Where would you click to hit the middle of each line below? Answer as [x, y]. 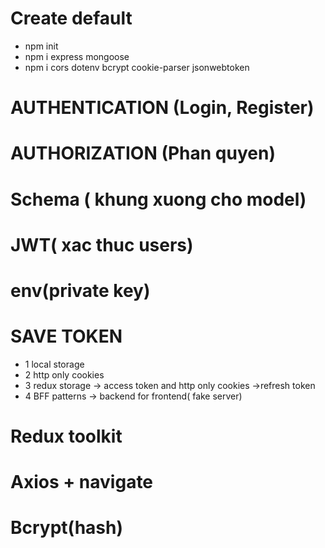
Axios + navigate [82, 482]
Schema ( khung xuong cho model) [158, 199]
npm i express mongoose [77, 56]
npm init [41, 46]
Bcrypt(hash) [67, 528]
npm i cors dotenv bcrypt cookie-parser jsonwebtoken [137, 67]
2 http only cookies [64, 374]
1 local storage [54, 364]
